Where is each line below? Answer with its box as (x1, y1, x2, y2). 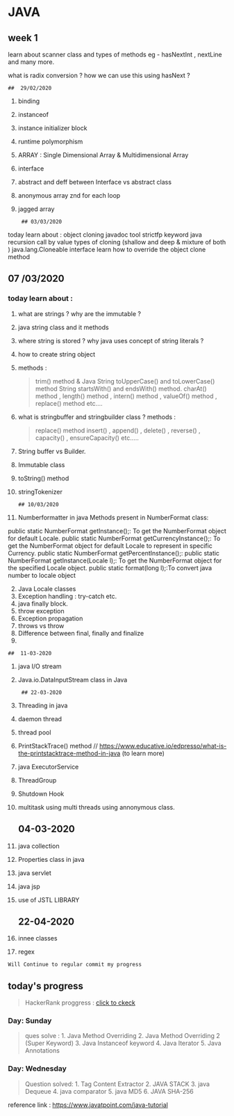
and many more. (8, 58, 55, 66)
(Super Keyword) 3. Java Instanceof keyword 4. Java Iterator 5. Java (24, 1039, 222, 1048)
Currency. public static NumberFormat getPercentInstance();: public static (8, 549, 220, 557)
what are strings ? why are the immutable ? (17, 309, 142, 317)
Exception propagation (17, 614, 83, 622)
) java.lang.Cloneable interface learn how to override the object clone (8, 245, 206, 253)
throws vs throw (17, 621, 65, 630)
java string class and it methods (17, 323, 110, 331)
